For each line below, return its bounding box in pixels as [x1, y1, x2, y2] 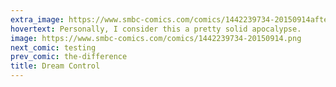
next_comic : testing [10, 42, 97, 53]
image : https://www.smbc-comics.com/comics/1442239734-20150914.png [10, 33, 302, 43]
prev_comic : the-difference [10, 52, 128, 62]
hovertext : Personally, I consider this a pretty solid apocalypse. [10, 24, 302, 34]
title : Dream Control [10, 61, 101, 71]
